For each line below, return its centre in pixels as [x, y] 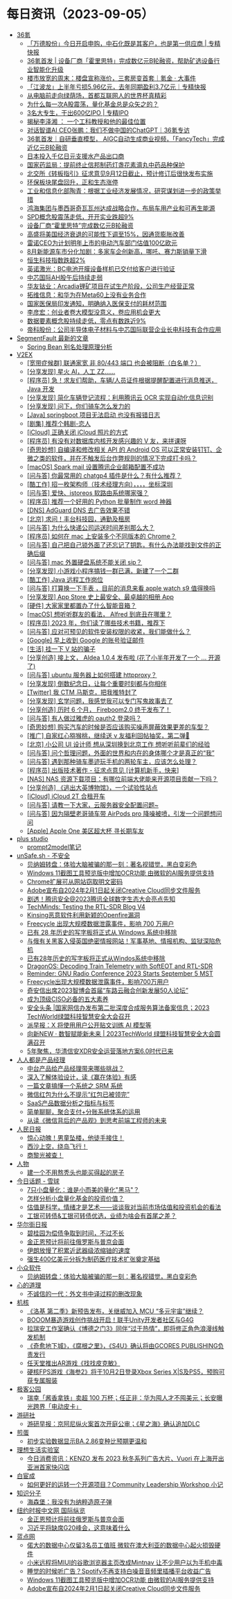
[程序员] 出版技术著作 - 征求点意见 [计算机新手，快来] [103, 770]
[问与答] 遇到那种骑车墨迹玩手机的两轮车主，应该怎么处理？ [112, 761]
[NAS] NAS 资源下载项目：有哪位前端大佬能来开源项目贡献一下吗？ [123, 779]
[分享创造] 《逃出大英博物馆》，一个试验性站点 [92, 787]
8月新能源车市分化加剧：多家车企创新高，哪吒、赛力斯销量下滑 [117, 251]
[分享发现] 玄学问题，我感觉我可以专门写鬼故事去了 [100, 700]
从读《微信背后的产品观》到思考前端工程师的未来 [97, 1120]
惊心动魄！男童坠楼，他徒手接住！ [75, 1137]
